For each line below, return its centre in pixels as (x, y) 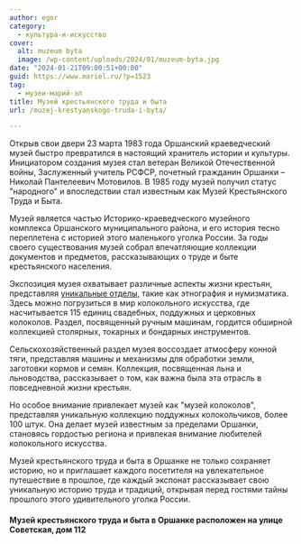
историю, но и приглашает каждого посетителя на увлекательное (137, 471)
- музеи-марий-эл (50, 93)
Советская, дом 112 (48, 530)
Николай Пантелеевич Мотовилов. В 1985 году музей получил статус (143, 182)
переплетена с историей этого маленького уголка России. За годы (139, 238)
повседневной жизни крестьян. (71, 388)
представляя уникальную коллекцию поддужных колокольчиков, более (149, 415)
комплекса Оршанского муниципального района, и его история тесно (145, 228)
